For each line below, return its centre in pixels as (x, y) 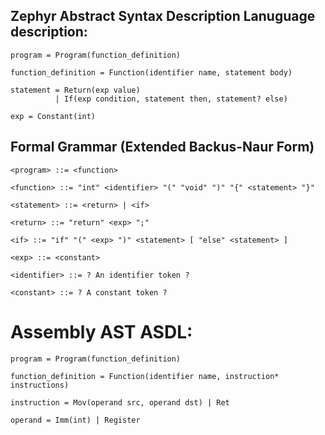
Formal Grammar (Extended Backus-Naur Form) (162, 147)
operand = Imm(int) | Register (75, 420)
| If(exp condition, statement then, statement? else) (171, 99)
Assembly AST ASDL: (101, 331)
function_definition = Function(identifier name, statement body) (151, 72)
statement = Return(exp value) (75, 90)
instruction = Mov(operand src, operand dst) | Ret (120, 402)
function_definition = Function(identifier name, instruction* (145, 376)
